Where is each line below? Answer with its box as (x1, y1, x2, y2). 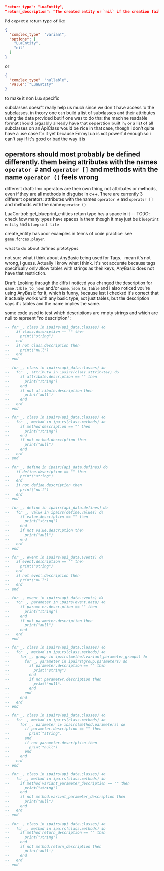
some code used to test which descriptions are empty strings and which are (5, 310, 158, 316)
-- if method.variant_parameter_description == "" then (5, 781, 130, 786)
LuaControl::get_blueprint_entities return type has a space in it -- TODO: (5, 211, 150, 217)
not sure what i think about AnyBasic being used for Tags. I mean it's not (5, 255, 151, 261)
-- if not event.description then (5, 573, 80, 578)
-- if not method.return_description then (5, 844, 102, 849)
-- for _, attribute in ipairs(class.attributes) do (5, 370, 119, 375)
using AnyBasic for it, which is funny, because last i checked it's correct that (5, 290, 159, 296)
